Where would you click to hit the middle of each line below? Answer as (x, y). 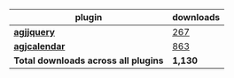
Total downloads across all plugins (89, 60)
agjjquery (35, 32)
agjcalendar (39, 46)
